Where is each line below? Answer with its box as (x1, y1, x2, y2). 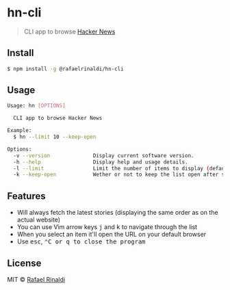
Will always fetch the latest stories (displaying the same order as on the (16, 209, 218, 217)
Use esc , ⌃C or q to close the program (16, 237, 146, 246)
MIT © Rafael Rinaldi (7, 275, 66, 283)
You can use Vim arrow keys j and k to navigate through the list (16, 223, 197, 231)
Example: (7, 127, 32, 134)
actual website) (16, 215, 60, 224)
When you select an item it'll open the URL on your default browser (16, 230, 207, 239)
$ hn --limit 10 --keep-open (13, 133, 97, 141)
